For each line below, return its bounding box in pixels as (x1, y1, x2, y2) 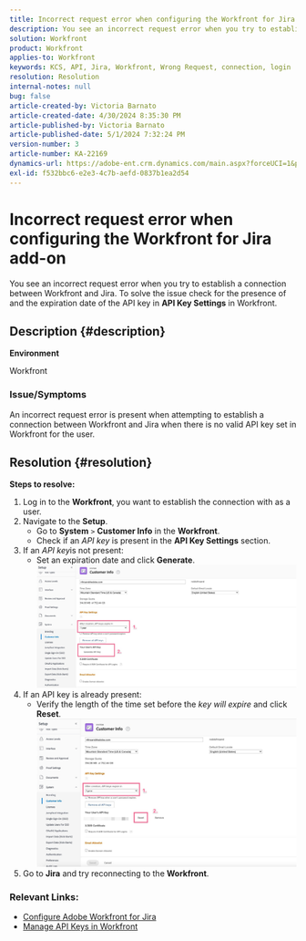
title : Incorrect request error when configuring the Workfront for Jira (9, 15, 296, 24)
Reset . (36, 708, 62, 719)
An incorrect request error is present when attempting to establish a (9, 408, 264, 419)
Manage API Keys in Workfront (22, 921, 138, 932)
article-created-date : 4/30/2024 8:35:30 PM (9, 110, 181, 120)
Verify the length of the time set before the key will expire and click (36, 698, 288, 709)
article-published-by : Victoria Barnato (9, 120, 166, 129)
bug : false (9, 91, 51, 100)
